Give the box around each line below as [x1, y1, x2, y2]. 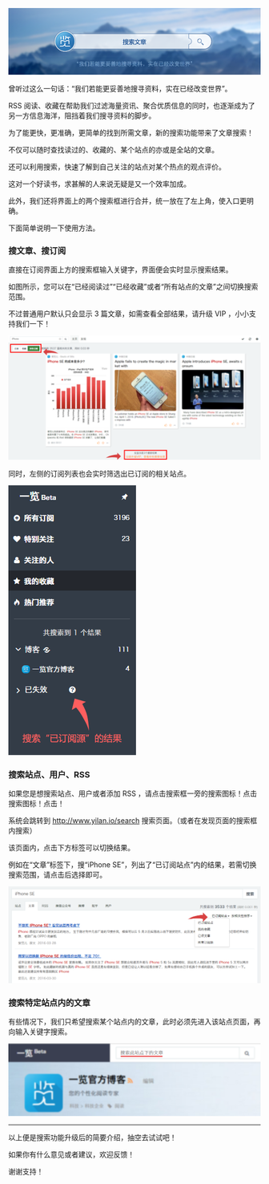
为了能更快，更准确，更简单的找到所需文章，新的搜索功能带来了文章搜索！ [8, 128, 254, 137]
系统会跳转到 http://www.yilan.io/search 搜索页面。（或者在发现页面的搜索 [8, 816, 251, 825]
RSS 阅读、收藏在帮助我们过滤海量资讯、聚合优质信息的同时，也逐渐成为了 [8, 100, 255, 110]
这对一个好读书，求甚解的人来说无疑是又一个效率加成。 [8, 179, 191, 189]
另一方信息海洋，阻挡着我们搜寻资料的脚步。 [8, 111, 156, 120]
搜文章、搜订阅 [8, 245, 66, 256]
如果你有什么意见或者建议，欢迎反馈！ [8, 1150, 134, 1159]
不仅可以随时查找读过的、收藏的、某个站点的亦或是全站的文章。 [8, 144, 219, 154]
